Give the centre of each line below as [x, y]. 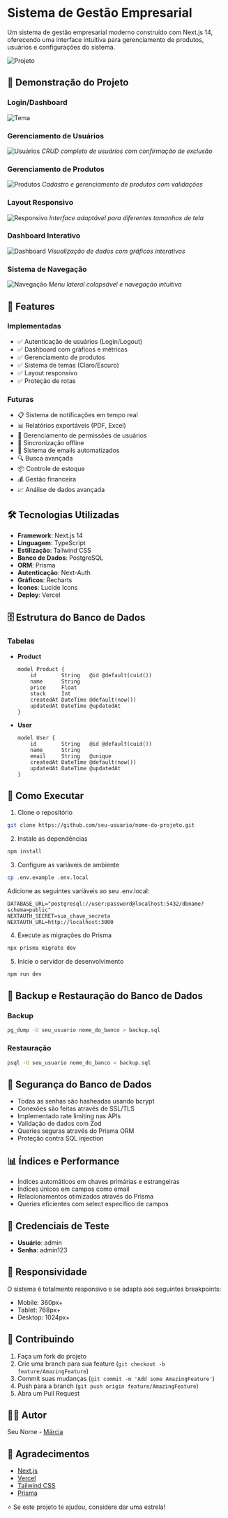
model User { [36, 738]
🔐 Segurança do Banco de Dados [79, 1084]
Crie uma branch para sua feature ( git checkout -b [91, 1364]
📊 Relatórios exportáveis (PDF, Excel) [72, 426]
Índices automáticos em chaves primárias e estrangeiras [98, 1182]
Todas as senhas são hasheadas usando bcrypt [86, 1101]
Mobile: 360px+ [40, 1302]
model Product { [41, 669]
